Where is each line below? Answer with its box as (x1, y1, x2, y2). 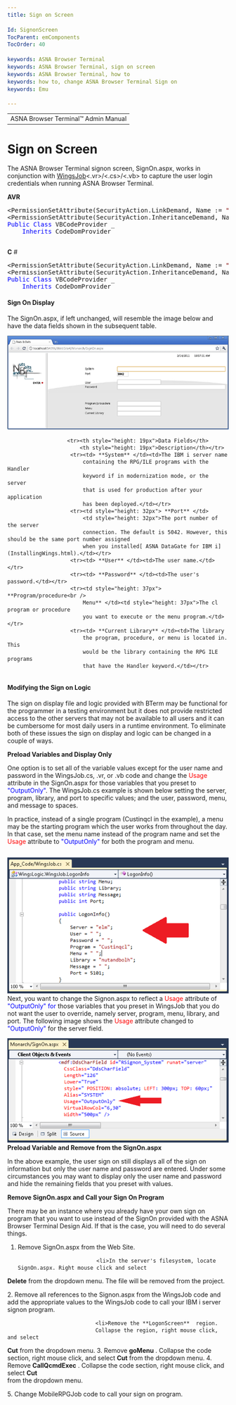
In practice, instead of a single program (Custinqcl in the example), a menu (7, 814, 223, 823)
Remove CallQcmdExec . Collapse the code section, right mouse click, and (7, 1361, 225, 1370)
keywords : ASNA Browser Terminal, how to (7, 70, 131, 77)
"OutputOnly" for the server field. (7, 1024, 104, 1033)
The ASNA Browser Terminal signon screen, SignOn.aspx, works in (7, 164, 201, 172)
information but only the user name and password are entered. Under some (7, 1165, 226, 1173)
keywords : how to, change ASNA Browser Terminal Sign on (7, 78, 178, 85)
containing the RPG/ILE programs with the (82, 458, 209, 465)
